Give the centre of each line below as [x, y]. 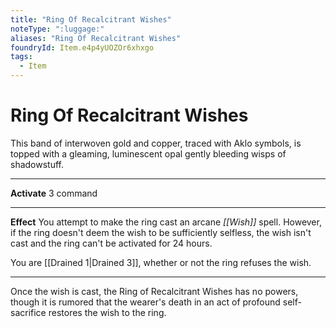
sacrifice [28, 312]
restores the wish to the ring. [107, 312]
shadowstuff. [37, 164]
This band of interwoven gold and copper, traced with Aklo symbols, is [156, 143]
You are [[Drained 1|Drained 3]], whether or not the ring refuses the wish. [161, 262]
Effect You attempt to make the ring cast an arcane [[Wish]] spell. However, [166, 222]
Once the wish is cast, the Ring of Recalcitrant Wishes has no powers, [154, 291]
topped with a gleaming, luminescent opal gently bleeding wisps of [148, 153]
